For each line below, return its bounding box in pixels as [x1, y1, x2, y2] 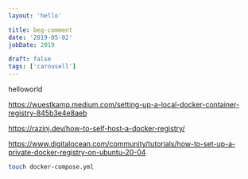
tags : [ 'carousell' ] [8, 63, 77, 71]
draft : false [8, 55, 52, 64]
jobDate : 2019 [8, 41, 56, 49]
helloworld [8, 84, 43, 94]
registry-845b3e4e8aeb [8, 108, 87, 118]
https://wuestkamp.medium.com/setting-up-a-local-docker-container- [8, 100, 240, 109]
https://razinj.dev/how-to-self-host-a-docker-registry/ [8, 124, 185, 133]
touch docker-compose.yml [8, 163, 94, 171]
